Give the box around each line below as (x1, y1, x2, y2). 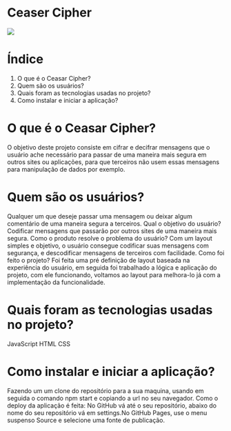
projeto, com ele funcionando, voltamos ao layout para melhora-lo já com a (7, 270, 221, 279)
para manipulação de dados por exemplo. (7, 165, 125, 173)
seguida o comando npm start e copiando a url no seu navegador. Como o (7, 394, 219, 402)
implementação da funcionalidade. (7, 278, 106, 286)
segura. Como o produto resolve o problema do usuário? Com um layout (7, 234, 212, 242)
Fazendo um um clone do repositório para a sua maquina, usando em (7, 386, 205, 394)
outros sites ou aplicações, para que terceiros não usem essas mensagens (7, 157, 219, 166)
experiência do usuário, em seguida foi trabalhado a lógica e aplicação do (7, 263, 217, 272)
